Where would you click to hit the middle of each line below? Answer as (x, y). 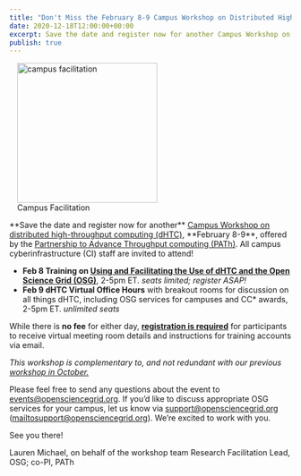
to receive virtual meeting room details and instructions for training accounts (150, 336)
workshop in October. (49, 372)
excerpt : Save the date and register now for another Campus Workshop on (150, 34)
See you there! (36, 436)
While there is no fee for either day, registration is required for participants (148, 327)
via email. (27, 345)
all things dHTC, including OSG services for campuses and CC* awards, (155, 300)
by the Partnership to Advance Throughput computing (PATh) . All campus (145, 244)
